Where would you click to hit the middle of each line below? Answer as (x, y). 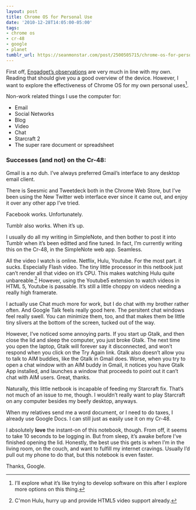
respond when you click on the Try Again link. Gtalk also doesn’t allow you (95, 353)
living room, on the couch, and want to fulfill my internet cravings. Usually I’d (98, 449)
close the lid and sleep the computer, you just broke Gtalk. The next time (93, 340)
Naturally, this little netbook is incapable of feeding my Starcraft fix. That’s (95, 389)
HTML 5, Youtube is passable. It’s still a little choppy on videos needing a (94, 287)
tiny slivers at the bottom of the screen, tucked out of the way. (81, 323)
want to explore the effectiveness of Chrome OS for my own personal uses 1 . (97, 84)
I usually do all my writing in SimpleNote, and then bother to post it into (91, 237)
